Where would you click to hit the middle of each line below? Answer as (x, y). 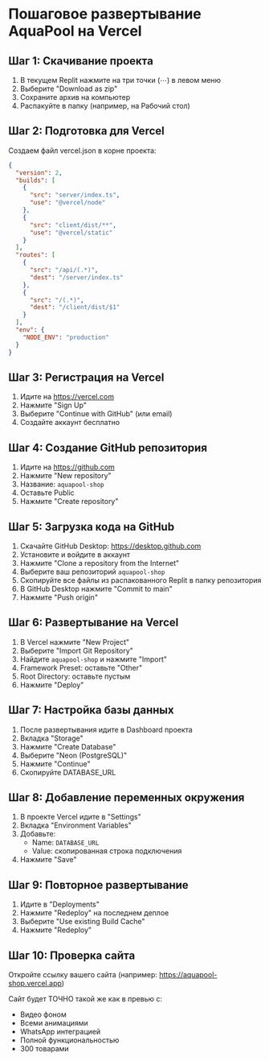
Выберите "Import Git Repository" (77, 650)
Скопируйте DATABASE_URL (68, 772)
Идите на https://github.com (67, 467)
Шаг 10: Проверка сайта (72, 955)
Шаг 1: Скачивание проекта (81, 61)
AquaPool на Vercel (75, 31)
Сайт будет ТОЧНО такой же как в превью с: (86, 999)
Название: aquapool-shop (62, 485)
